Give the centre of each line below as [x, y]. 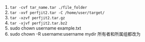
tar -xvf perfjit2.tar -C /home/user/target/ [57, 13]
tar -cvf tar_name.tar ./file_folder [48, 7]
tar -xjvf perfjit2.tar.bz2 [38, 23]
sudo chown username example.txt [45, 28]
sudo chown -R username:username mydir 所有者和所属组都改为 [75, 34]
